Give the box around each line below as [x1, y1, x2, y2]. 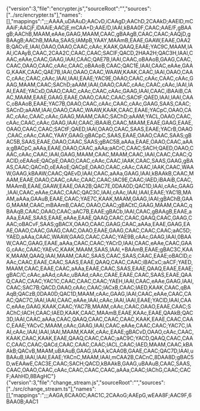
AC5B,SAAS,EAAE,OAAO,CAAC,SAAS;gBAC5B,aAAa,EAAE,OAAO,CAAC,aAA [6, 138, 193, 145]
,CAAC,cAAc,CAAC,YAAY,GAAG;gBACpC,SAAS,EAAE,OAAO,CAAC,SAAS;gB [6, 132, 192, 139]
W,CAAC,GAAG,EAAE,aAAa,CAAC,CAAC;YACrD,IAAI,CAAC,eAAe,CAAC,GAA [6, 240, 192, 246]
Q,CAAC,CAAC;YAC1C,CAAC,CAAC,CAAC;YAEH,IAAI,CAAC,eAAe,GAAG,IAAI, [6, 277, 194, 285]
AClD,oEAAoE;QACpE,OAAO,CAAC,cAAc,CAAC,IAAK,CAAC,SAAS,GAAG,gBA [6, 157, 193, 164]
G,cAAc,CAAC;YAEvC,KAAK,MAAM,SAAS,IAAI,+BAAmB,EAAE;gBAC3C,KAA [6, 246, 193, 253]
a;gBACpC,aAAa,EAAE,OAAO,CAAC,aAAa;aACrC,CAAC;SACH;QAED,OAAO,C [6, 144, 194, 152]
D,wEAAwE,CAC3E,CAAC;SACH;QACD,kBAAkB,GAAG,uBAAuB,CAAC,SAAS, [6, 360, 192, 367]
